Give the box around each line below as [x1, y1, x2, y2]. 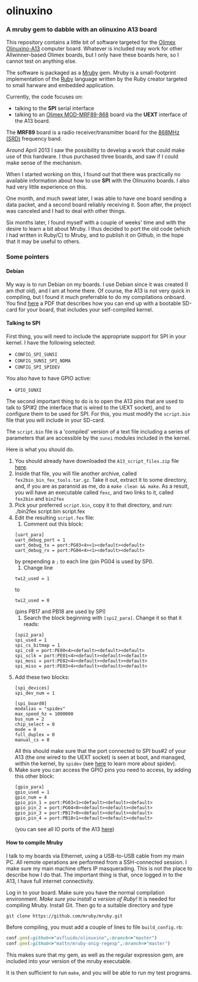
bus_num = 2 [14, 716, 44, 722]
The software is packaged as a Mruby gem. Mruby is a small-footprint [6, 69, 176, 77]
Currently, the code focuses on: [6, 93, 83, 100]
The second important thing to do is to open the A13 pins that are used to [6, 398, 184, 405]
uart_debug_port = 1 [14, 537, 66, 543]
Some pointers [6, 253, 49, 261]
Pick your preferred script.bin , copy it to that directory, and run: [14, 501, 173, 509]
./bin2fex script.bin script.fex [14, 507, 86, 514]
